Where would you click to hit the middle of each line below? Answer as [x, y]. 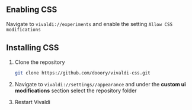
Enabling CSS [32, 10]
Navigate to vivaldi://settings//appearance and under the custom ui [100, 84]
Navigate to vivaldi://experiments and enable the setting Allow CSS [89, 24]
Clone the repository [40, 62]
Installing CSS [33, 48]
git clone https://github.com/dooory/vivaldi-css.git [82, 73]
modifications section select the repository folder [76, 90]
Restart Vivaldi [32, 102]
